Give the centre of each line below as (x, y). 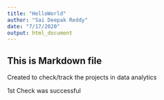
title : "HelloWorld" (37, 13)
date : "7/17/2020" (34, 26)
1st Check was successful (44, 91)
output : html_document (40, 33)
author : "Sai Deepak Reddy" (48, 20)
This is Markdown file (55, 60)
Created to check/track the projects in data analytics (82, 77)
